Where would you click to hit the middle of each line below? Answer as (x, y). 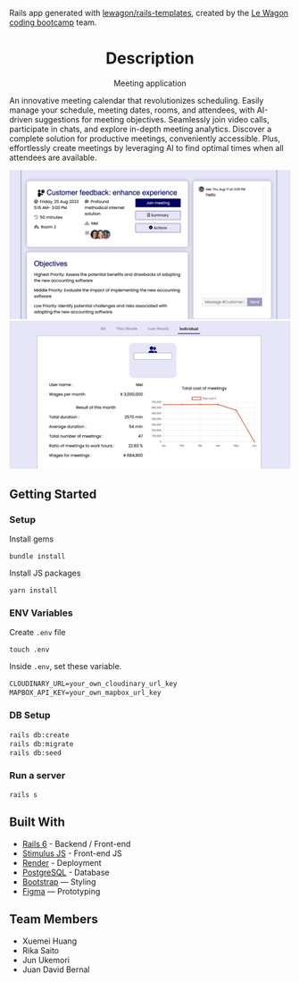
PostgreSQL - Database (66, 872)
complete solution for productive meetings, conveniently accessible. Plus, (145, 138)
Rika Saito (41, 950)
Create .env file (37, 633)
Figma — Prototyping (61, 891)
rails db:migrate (42, 744)
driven (21, 119)
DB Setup (30, 716)
